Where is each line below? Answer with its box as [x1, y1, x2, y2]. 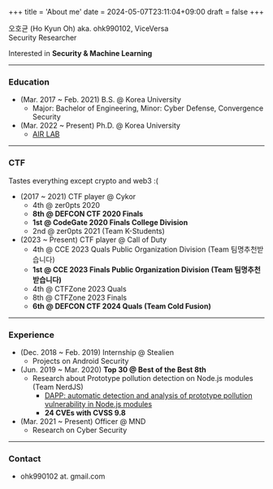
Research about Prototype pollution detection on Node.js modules [32, 373, 253, 383]
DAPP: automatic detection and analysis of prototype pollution [44, 390, 253, 400]
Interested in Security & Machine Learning [8, 49, 153, 58]
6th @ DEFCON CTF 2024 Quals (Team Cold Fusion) [32, 301, 211, 311]
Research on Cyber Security [32, 425, 128, 435]
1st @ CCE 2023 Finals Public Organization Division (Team [32, 264, 233, 275]
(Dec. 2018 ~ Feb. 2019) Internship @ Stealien [19, 347, 175, 357]
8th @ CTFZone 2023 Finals [32, 292, 128, 302]
